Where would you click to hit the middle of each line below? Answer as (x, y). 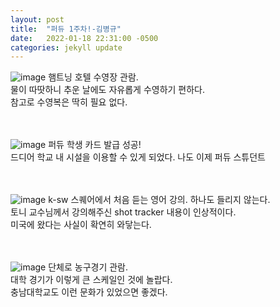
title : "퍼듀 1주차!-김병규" (66, 29)
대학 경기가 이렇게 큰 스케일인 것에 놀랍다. (91, 280)
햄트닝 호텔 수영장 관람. (93, 77)
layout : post (37, 19)
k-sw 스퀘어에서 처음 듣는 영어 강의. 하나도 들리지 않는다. (159, 200)
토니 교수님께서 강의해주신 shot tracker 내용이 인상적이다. (123, 212)
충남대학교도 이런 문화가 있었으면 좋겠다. (89, 292)
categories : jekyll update (66, 47)
